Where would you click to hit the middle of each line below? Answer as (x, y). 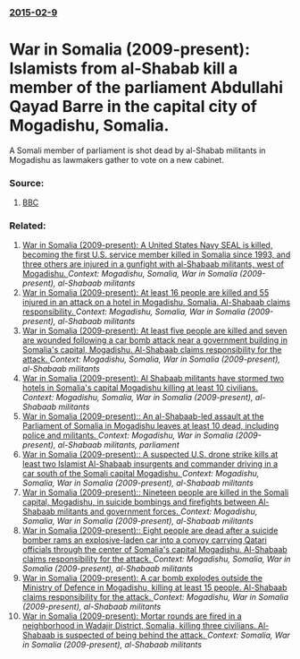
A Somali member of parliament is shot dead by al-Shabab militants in (137, 150)
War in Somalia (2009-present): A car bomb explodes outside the (142, 578)
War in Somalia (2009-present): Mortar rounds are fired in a (132, 616)
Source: (27, 183)
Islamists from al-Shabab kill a (124, 68)
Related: (28, 226)
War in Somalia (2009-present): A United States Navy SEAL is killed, (147, 245)
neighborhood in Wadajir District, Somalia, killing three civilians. (139, 626)
